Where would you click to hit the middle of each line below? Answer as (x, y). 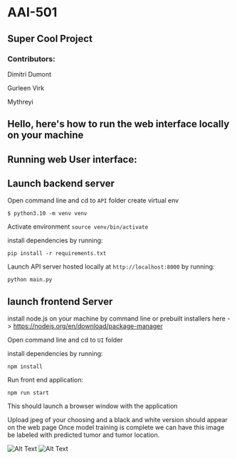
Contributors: (31, 59)
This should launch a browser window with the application (93, 406)
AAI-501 (32, 12)
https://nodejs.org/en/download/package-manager (88, 326)
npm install (25, 367)
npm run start (28, 393)
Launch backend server (61, 184)
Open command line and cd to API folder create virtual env (93, 200)
